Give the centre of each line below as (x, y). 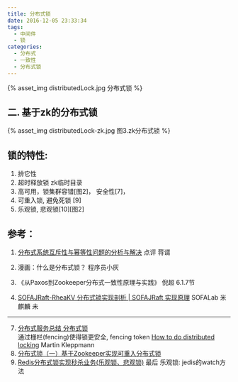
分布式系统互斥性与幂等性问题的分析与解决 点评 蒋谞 (94, 252)
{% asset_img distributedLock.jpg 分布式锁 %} (75, 88)
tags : (15, 27)
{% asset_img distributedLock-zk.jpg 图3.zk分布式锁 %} (89, 131)
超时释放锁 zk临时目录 (50, 182)
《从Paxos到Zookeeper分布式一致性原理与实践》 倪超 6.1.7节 (106, 283)
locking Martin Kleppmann (56, 345)
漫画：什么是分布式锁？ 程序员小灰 (68, 268)
